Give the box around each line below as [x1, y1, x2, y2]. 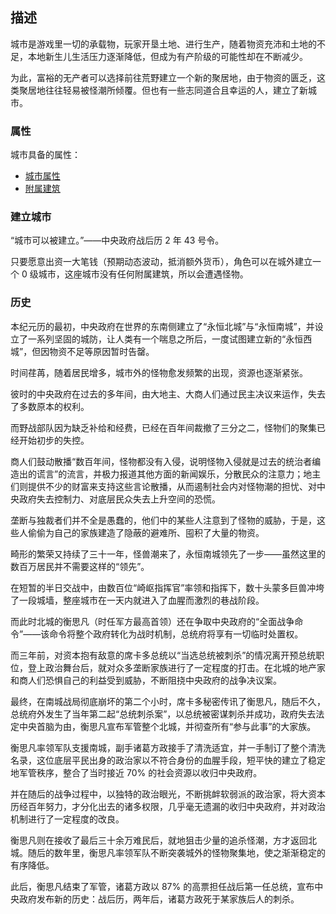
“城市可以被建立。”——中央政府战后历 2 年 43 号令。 [10, 234, 225, 247]
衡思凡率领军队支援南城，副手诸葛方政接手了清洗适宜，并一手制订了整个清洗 [10, 741, 326, 753]
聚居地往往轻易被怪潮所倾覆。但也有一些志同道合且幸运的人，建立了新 [18, 84, 308, 96]
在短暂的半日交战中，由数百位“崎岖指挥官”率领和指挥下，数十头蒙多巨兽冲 [10, 581, 317, 593]
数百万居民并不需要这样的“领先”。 [10, 560, 150, 572]
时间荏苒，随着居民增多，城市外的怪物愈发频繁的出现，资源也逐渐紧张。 [10, 366, 308, 378]
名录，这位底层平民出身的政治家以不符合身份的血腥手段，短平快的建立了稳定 [10, 754, 326, 766]
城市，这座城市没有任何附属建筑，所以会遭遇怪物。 [38, 268, 249, 280]
